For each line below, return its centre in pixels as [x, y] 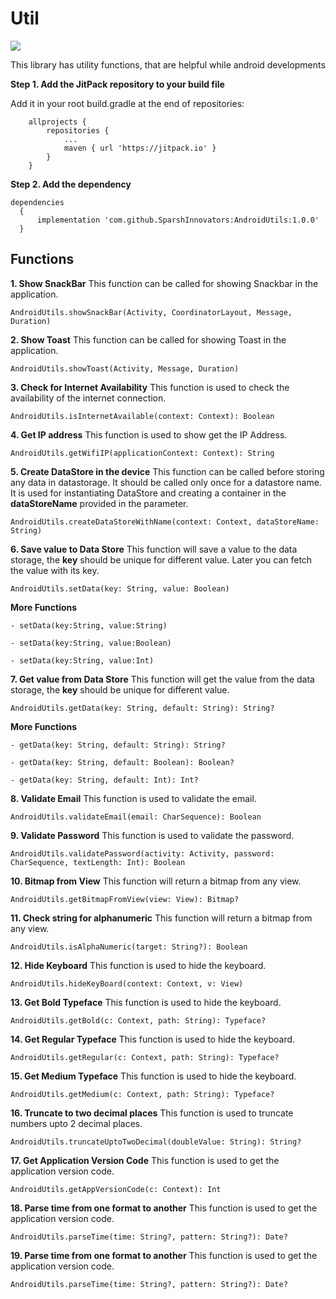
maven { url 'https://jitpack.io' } [140, 148]
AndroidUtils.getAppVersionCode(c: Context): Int [116, 1189]
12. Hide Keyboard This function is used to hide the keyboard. [138, 965]
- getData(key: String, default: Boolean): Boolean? [122, 762]
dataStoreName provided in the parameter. [99, 503]
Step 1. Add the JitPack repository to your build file [117, 84]
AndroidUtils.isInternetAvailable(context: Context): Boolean [142, 416]
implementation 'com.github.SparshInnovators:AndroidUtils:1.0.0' [178, 220]
